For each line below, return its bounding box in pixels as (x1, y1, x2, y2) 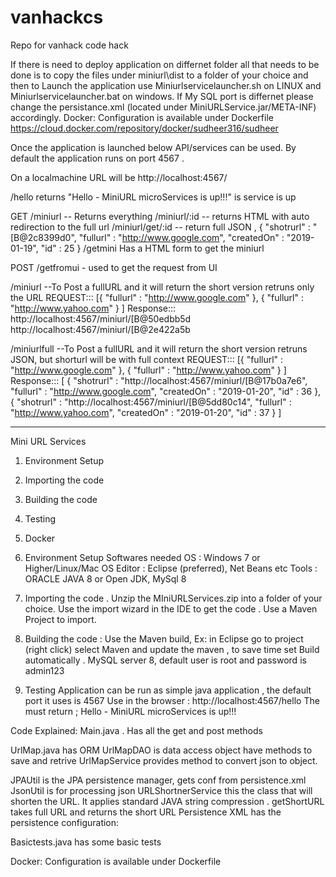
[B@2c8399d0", (10, 231, 77, 243)
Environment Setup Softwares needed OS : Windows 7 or (24, 551, 261, 563)
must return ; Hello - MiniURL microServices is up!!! (24, 705, 237, 717)
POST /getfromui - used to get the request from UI (10, 261, 218, 273)
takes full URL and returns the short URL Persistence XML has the (10, 806, 282, 818)
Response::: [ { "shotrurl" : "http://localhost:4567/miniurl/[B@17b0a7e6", (10, 374, 308, 386)
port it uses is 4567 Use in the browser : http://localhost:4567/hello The (24, 694, 320, 706)
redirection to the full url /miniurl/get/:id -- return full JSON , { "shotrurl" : (10, 221, 311, 233)
